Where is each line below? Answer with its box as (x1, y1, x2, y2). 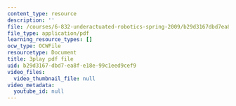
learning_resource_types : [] (7, 36, 93, 43)
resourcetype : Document (7, 50, 77, 56)
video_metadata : (7, 82, 55, 89)
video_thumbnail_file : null (13, 75, 96, 82)
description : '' (7, 17, 55, 24)
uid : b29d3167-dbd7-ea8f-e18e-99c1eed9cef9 (7, 62, 137, 69)
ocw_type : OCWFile (7, 43, 61, 50)
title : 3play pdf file (7, 56, 74, 63)
